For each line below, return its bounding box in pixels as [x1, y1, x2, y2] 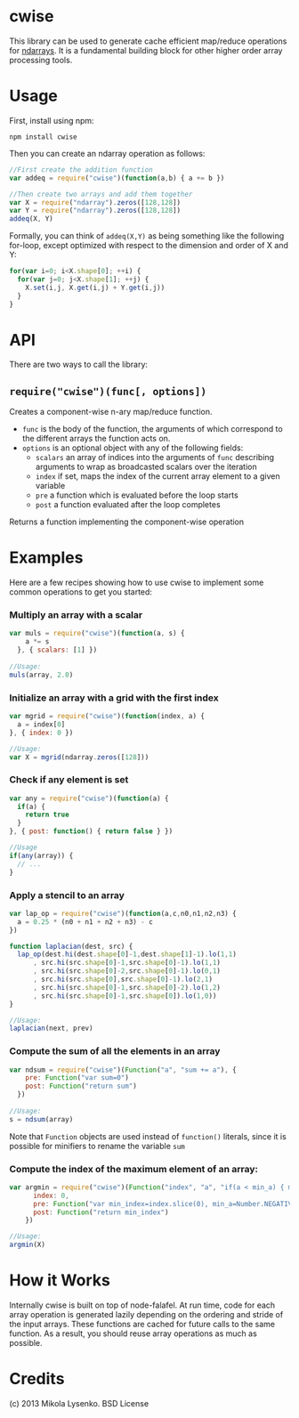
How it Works [9, 1270, 111, 1291]
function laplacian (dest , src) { [9, 942, 133, 951]
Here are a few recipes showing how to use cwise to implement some [9, 577, 264, 588]
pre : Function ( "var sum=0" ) [25, 1074, 129, 1082]
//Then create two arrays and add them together [9, 190, 193, 199]
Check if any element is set [9, 774, 129, 786]
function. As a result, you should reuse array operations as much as [9, 1328, 258, 1339]
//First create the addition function [9, 165, 153, 174]
